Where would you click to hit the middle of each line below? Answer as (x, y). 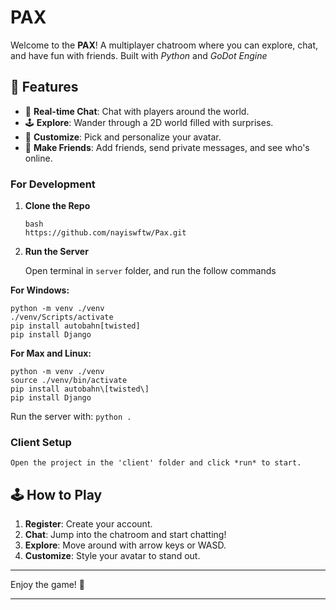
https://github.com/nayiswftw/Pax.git (105, 233)
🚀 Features (44, 87)
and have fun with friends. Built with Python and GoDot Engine (139, 55)
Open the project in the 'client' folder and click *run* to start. (156, 463)
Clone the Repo (57, 206)
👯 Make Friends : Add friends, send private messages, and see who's (167, 147)
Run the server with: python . (71, 417)
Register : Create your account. (88, 524)
